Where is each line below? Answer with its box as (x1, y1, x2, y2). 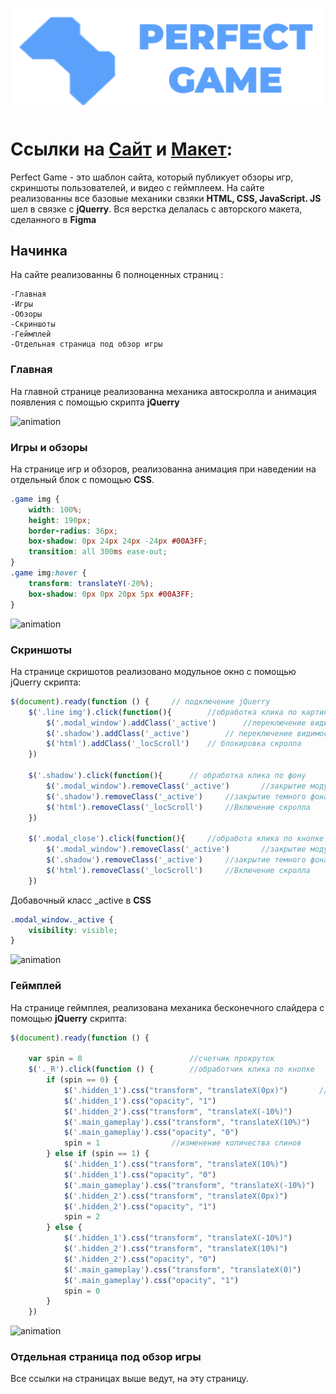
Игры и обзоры (10, 440, 88, 454)
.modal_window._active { (10, 914, 114, 925)
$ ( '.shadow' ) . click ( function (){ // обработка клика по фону (28, 771, 307, 781)
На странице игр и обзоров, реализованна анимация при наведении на (10, 463, 317, 475)
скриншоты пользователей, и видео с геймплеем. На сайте (10, 181, 265, 193)
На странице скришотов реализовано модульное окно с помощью (10, 665, 297, 677)
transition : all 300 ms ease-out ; (28, 547, 168, 557)
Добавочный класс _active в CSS (10, 894, 152, 906)
